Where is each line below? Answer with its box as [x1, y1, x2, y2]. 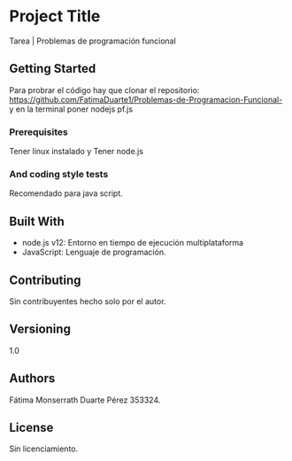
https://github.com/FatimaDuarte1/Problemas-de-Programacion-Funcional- [9, 94, 283, 105]
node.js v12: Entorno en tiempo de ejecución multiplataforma [21, 238, 244, 248]
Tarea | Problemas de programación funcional [9, 35, 177, 46]
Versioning [9, 322, 71, 337]
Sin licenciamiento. [9, 443, 79, 454]
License [9, 419, 54, 435]
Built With [9, 214, 65, 229]
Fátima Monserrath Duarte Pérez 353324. [9, 395, 161, 405]
